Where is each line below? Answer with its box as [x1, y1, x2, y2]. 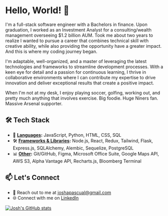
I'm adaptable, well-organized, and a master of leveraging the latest [5, 58, 147, 64]
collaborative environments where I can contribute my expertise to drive [5, 74, 156, 80]
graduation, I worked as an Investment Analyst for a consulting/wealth [5, 26, 152, 33]
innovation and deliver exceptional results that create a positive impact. [5, 80, 154, 86]
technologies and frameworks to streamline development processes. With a [5, 64, 163, 70]
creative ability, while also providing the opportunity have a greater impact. [5, 43, 162, 49]
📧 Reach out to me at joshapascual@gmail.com [12, 189, 112, 195]
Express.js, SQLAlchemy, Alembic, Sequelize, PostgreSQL [12, 145, 134, 151]
